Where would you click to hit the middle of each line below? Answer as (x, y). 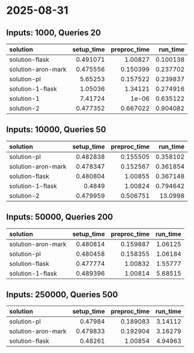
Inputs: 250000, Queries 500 (62, 295)
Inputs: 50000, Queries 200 (60, 217)
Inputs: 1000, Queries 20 (53, 33)
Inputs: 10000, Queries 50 (56, 130)
